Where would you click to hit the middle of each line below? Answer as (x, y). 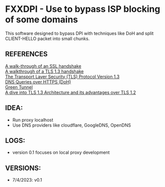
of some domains (41, 20)
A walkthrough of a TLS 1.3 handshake (44, 71)
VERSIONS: (23, 168)
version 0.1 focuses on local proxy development (61, 152)
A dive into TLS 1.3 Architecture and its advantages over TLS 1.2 (71, 92)
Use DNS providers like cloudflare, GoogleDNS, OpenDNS (72, 125)
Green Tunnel (19, 87)
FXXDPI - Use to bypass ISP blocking (83, 9)
